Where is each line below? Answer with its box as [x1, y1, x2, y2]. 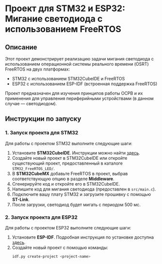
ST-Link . [12, 196, 30, 202]
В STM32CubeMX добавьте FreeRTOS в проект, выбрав [12, 170, 128, 176]
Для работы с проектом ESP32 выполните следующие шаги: [5, 225, 131, 230]
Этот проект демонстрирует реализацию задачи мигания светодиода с [5, 56, 154, 61]
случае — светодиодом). [5, 101, 57, 106]
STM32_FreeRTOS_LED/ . [12, 165, 55, 171]
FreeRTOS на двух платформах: [5, 66, 70, 72]
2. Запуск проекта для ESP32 [5, 214, 78, 221]
